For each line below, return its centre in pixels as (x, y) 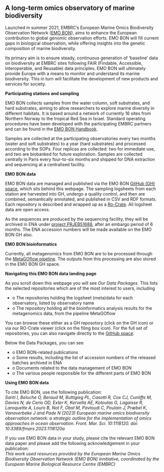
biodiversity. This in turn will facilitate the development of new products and (82, 78)
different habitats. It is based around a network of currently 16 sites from (78, 113)
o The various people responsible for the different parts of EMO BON (82, 373)
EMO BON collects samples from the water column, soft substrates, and (78, 103)
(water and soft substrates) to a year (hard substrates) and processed (75, 144)
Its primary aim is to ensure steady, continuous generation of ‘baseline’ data (82, 58)
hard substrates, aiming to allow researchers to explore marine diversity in (80, 108)
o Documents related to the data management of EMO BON (72, 368)
